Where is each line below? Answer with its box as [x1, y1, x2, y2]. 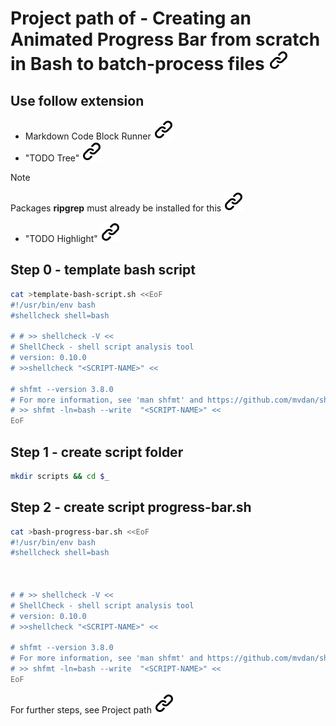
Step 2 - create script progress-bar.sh [10, 499, 252, 516]
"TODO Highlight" [24, 233, 98, 244]
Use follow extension [10, 92, 145, 109]
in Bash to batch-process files [10, 53, 265, 76]
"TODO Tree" [24, 152, 80, 164]
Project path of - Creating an [10, 7, 252, 30]
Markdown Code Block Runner [24, 130, 152, 142]
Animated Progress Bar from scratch [10, 28, 321, 51]
